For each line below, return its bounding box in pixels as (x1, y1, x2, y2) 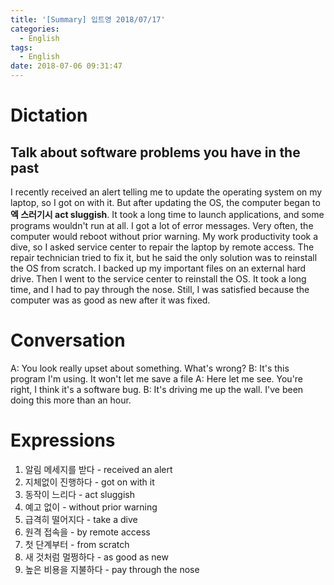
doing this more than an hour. (10, 394, 132, 406)
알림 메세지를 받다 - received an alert (24, 463, 173, 475)
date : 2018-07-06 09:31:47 (10, 61, 123, 71)
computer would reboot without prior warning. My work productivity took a (10, 231, 319, 242)
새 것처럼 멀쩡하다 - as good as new (24, 551, 169, 563)
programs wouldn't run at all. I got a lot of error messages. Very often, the (10, 220, 314, 231)
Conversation (10, 329, 126, 352)
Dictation (10, 104, 88, 127)
